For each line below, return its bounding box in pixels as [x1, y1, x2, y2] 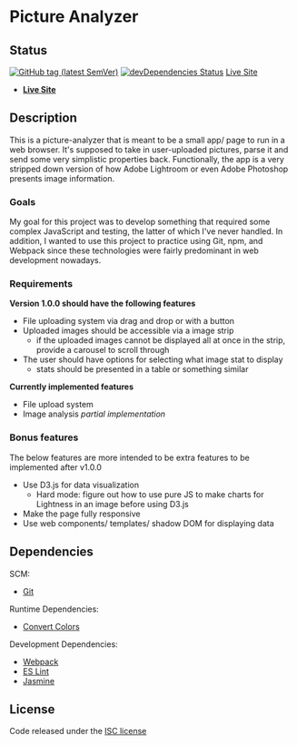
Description [9, 111, 77, 126]
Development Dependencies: [9, 638, 118, 650]
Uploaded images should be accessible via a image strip [22, 325, 234, 337]
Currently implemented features [9, 381, 134, 392]
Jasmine [22, 675, 55, 686]
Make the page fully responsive [22, 508, 141, 519]
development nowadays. [9, 255, 102, 266]
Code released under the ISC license [9, 726, 147, 737]
